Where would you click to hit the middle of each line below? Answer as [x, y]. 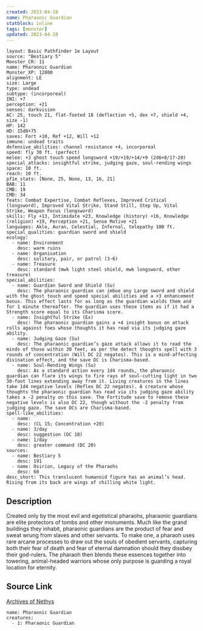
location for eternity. [32, 567]
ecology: [17, 238]
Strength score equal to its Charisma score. [65, 312]
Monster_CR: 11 [26, 62]
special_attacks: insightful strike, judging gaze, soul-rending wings [99, 163]
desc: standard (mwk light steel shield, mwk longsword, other [99, 270]
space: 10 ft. [24, 169]
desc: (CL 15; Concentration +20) [61, 424]
